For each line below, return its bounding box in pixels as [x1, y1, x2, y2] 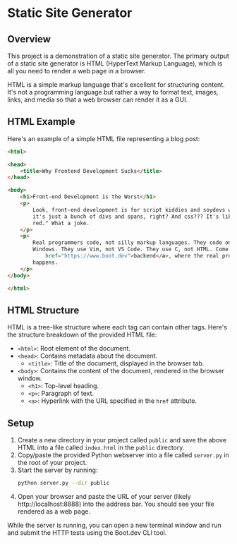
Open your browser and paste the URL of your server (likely [17, 492, 192, 500]
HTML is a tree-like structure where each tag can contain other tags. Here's [7, 323, 228, 332]
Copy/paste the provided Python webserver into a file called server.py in [17, 451, 229, 459]
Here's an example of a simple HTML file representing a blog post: [7, 134, 200, 143]
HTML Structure [7, 304, 80, 316]
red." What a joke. [32, 219, 90, 226]
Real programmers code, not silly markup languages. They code [32, 239, 222, 246]
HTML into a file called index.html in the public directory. [17, 443, 185, 452]
